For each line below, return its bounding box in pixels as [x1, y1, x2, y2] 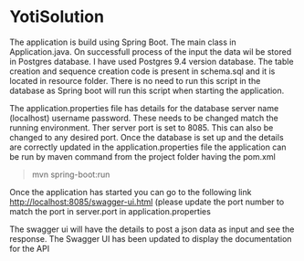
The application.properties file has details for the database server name [9, 102, 279, 113]
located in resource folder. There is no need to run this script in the [9, 75, 261, 86]
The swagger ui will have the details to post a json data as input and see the [9, 224, 295, 235]
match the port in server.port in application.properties [9, 205, 212, 216]
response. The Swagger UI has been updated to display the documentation [9, 233, 292, 244]
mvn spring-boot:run [31, 169, 110, 180]
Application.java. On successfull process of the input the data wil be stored [9, 46, 292, 57]
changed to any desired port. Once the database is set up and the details [9, 131, 285, 142]
